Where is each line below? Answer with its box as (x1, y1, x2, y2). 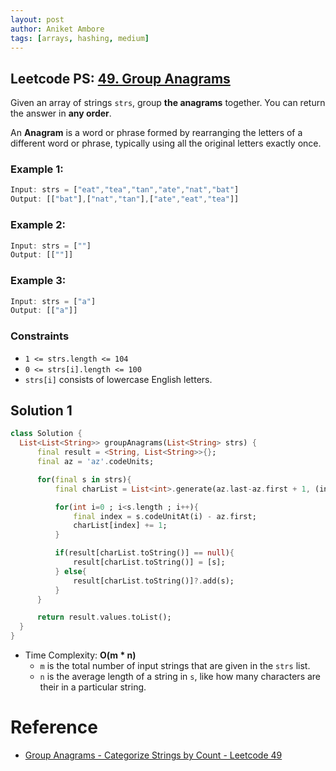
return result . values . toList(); (36, 612, 172, 623)
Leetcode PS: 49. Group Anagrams (10, 70, 231, 87)
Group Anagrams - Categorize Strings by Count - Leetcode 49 (24, 749, 283, 761)
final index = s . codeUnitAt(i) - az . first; (73, 511, 257, 521)
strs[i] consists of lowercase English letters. (24, 373, 213, 385)
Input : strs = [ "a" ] (10, 296, 97, 306)
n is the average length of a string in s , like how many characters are (39, 671, 322, 683)
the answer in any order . (10, 107, 112, 120)
